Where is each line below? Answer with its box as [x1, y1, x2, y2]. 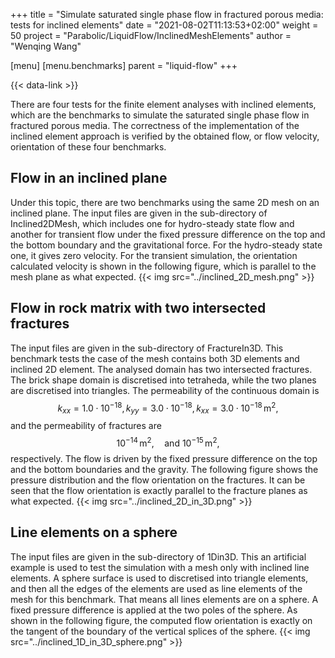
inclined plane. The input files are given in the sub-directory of [10, 207, 268, 219]
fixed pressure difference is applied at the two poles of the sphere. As [10, 604, 298, 616]
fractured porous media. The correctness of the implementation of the [10, 120, 300, 131]
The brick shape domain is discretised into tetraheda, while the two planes [10, 374, 317, 386]
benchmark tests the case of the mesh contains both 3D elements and [10, 352, 300, 364]
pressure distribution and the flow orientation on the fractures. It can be [10, 474, 306, 486]
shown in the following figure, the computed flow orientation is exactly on [10, 614, 313, 626]
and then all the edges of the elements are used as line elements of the [10, 582, 303, 594]
